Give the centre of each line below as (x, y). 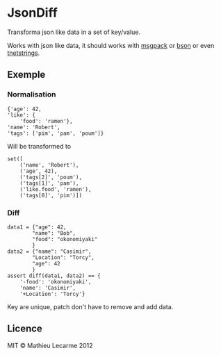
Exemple (26, 75)
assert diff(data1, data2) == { (54, 276)
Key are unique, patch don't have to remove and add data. (90, 306)
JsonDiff (32, 13)
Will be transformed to (39, 146)
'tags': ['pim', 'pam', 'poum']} (56, 133)
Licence (25, 329)
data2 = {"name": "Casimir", (49, 251)
